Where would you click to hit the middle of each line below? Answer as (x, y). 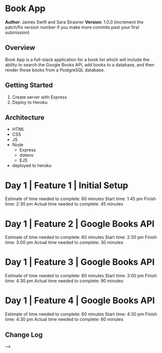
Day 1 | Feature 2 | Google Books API (80, 224)
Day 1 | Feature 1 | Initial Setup (67, 185)
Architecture (25, 117)
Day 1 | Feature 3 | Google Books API (80, 262)
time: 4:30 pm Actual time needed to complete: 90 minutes (64, 281)
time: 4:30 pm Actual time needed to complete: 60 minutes (64, 319)
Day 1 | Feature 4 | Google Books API (80, 301)
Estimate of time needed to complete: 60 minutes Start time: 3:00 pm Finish (81, 276)
